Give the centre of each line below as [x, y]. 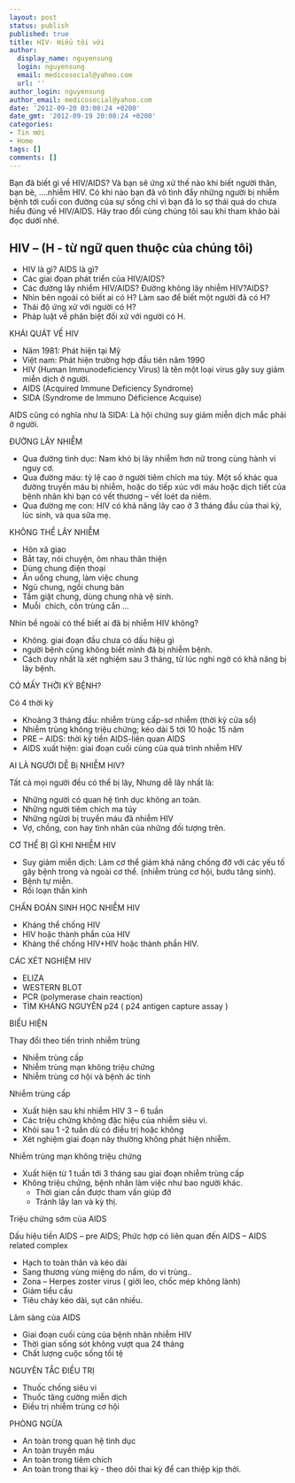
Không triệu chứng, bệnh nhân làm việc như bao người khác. [132, 1183]
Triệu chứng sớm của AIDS [58, 1219]
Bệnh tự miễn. [47, 881]
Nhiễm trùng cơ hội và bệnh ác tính [86, 1076]
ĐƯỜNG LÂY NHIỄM [46, 442]
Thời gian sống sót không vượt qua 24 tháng [103, 1344]
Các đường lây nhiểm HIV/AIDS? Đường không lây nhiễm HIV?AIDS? [145, 288]
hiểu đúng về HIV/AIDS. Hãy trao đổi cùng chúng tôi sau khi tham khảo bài [145, 211]
